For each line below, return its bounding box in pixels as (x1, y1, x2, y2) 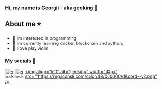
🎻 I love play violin (12, 45, 49, 51)
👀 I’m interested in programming (12, 35, 77, 41)
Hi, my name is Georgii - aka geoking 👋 (5, 4, 98, 11)
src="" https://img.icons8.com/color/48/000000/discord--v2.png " (25, 74, 157, 79)
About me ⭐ (5, 20, 41, 28)
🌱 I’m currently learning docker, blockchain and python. (12, 40, 123, 46)
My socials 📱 (5, 58, 36, 64)
